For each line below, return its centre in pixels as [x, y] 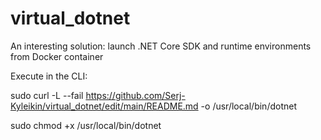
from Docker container [57, 56]
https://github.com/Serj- [135, 95]
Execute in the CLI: [49, 76]
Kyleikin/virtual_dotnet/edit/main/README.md [104, 106]
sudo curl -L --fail [47, 95]
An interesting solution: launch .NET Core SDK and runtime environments [161, 46]
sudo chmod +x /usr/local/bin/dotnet [86, 125]
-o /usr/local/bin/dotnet [248, 106]
